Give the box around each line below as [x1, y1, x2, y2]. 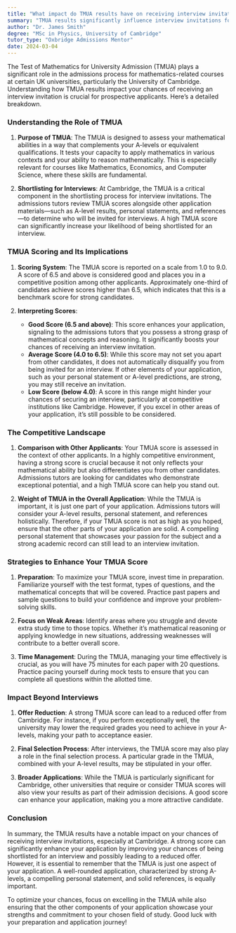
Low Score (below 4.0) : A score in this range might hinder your [27, 387, 212, 396]
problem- [195, 596, 223, 604]
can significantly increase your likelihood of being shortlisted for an [17, 222, 213, 230]
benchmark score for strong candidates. [17, 293, 135, 301]
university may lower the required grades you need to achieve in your [17, 723, 219, 732]
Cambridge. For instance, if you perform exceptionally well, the [17, 716, 200, 725]
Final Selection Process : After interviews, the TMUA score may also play [17, 744, 229, 753]
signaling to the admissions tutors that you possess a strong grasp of [27, 327, 228, 336]
